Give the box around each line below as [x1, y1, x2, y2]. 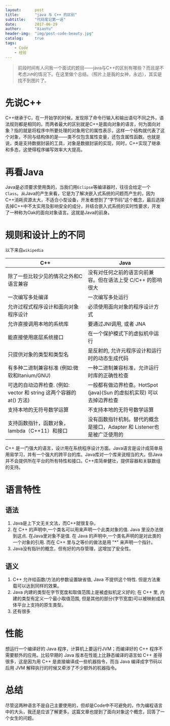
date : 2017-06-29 [5, 21, 58, 27]
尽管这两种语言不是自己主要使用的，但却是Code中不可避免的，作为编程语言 [5, 703, 163, 708]
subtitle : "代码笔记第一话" [5, 17, 66, 22]
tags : [5, 41, 17, 46]
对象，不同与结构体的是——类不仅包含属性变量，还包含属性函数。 [9, 134, 147, 140]
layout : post [5, 7, 44, 13]
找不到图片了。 [17, 77, 49, 83]
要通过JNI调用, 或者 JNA [88, 321, 146, 328]
